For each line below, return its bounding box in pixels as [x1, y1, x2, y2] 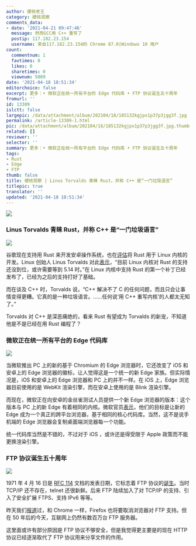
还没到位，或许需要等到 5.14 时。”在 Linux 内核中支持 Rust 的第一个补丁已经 [6, 265, 186, 273]
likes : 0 [11, 63, 33, 69]
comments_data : [6, 19, 43, 25]
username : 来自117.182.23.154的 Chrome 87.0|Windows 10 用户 [11, 42, 159, 48]
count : [6, 47, 22, 53]
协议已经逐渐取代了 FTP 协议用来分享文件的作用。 [6, 534, 127, 541]
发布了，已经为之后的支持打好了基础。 [6, 273, 98, 280]
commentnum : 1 [11, 52, 46, 58]
